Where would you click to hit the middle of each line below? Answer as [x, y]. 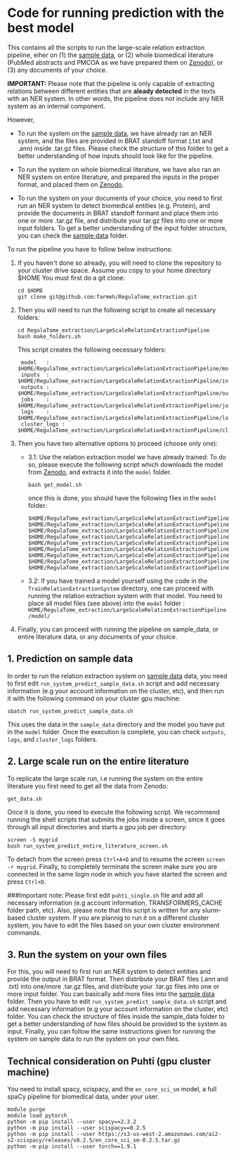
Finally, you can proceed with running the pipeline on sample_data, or [118, 629]
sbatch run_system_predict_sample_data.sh [70, 711]
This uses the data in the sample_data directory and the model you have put [116, 724]
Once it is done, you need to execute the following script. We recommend [113, 812]
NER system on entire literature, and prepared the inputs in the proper [118, 177]
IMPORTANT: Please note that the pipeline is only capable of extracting [111, 83]
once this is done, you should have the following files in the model [122, 497]
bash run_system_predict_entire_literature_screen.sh [88, 846]
